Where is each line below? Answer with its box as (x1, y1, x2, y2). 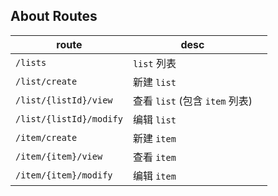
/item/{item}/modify (15, 169, 113, 181)
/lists (15, 57, 47, 68)
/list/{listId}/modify (15, 113, 123, 124)
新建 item (132, 131, 177, 145)
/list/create (15, 75, 78, 87)
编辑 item (132, 169, 177, 183)
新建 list (132, 75, 177, 89)
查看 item (132, 150, 177, 164)
